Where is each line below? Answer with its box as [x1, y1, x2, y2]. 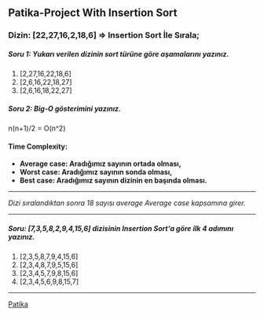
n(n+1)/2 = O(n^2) [8, 123, 66, 133]
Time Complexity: [8, 141, 68, 151]
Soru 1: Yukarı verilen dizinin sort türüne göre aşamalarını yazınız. [8, 49, 229, 58]
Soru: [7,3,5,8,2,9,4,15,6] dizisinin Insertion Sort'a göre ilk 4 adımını [8, 224, 234, 233]
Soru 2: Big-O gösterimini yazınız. [8, 104, 122, 113]
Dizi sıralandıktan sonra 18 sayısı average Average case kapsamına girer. [8, 198, 246, 208]
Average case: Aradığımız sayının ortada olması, [19, 159, 182, 168]
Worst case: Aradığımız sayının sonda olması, [19, 167, 173, 177]
